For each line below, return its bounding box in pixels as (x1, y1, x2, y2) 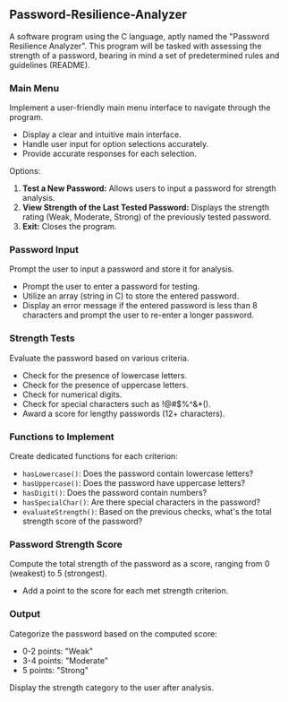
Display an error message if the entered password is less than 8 (21, 300, 258, 311)
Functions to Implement (9, 430, 114, 443)
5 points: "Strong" (21, 664, 89, 675)
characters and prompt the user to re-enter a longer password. (21, 309, 255, 321)
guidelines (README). (9, 59, 91, 70)
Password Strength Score (9, 538, 123, 550)
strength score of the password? (21, 516, 143, 526)
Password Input (9, 244, 79, 256)
